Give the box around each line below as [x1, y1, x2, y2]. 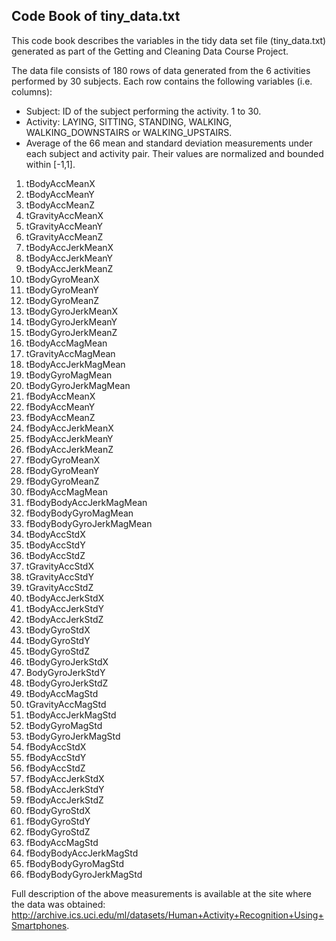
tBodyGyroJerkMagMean [25, 379, 131, 391]
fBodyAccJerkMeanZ [25, 443, 114, 455]
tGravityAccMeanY [25, 220, 103, 232]
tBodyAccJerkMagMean [25, 358, 126, 370]
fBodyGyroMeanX [25, 454, 101, 466]
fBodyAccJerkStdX [25, 772, 105, 784]
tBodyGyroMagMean [25, 369, 113, 381]
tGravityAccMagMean [25, 347, 116, 359]
